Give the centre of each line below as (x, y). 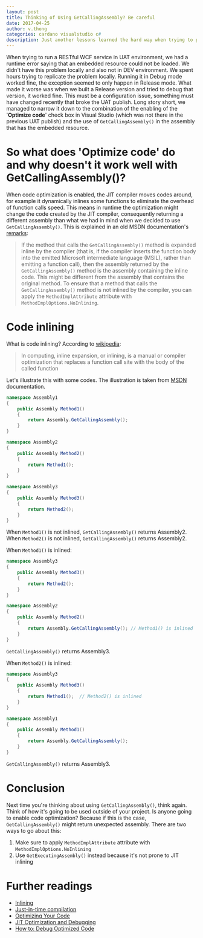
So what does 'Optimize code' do (91, 152)
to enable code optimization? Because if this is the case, (76, 818)
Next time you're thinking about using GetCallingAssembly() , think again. (97, 805)
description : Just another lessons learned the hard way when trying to (100, 40)
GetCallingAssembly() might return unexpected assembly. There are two (96, 824)
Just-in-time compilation (46, 909)
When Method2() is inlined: (39, 663)
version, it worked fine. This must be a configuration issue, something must (100, 95)
